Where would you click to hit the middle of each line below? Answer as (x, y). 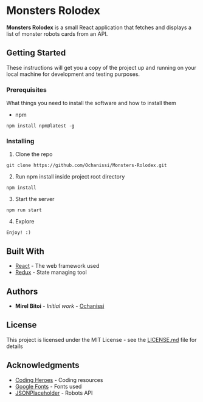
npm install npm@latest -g (40, 126)
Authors (22, 291)
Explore (25, 222)
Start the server (35, 199)
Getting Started (36, 53)
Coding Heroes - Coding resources (59, 380)
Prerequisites (26, 90)
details (15, 346)
